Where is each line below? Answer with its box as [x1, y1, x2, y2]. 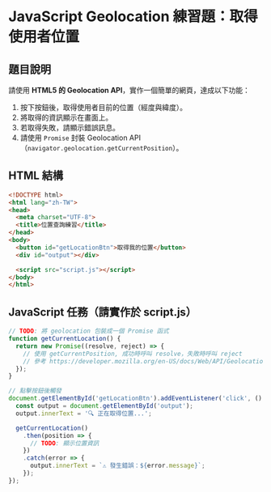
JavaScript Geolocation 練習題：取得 [8, 7, 259, 26]
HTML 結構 [8, 169, 64, 183]
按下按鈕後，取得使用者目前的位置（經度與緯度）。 [19, 103, 188, 112]
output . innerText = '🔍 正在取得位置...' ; [15, 409, 152, 418]
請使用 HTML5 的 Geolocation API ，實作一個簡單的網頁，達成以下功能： [8, 86, 251, 95]
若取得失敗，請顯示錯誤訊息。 [19, 123, 120, 132]
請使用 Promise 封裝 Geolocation [19, 133, 128, 142]
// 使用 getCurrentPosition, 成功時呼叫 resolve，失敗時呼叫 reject [23, 350, 243, 358]
